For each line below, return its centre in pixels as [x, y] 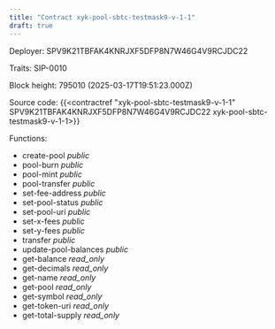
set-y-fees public [53, 230]
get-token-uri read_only [65, 305]
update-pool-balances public [75, 249]
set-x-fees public [53, 221]
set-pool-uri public [56, 211]
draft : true [31, 26]
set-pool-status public [62, 202]
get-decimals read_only [65, 268]
